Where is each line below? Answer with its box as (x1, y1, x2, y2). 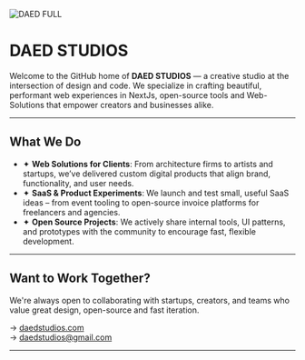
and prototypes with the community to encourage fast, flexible (22, 225, 257, 236)
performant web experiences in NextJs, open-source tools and (9, 89, 245, 100)
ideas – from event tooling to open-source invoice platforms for (22, 196, 260, 208)
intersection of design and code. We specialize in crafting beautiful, (9, 80, 262, 91)
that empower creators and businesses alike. (46, 99, 214, 110)
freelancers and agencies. (22, 206, 121, 217)
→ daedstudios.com (9, 322, 84, 333)
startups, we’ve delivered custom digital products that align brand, (22, 168, 271, 179)
